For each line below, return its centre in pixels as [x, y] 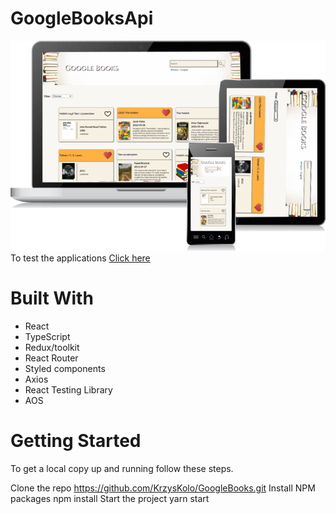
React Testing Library [68, 389]
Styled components [65, 368]
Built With [52, 298]
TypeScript [47, 336]
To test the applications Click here [80, 258]
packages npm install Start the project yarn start [110, 498]
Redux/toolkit [52, 347]
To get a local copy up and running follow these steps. [122, 468]
